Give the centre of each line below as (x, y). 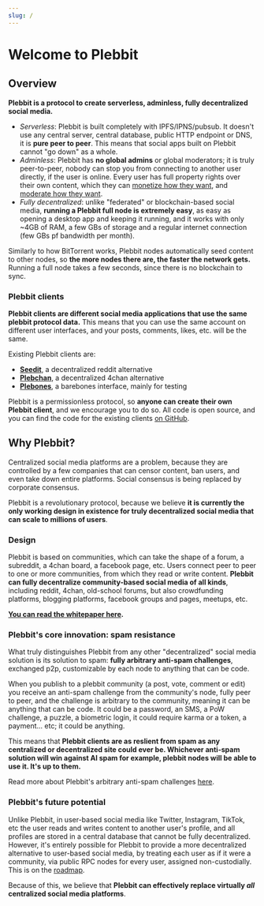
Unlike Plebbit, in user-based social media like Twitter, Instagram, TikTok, (127, 819)
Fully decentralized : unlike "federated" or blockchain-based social (127, 201)
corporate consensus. (44, 487)
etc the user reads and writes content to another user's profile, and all (122, 828)
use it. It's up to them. (45, 766)
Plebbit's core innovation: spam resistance (92, 634)
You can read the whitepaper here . (66, 615)
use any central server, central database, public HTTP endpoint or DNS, (136, 134)
